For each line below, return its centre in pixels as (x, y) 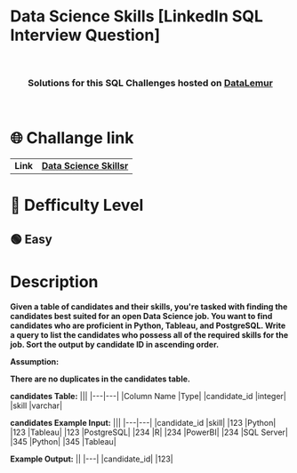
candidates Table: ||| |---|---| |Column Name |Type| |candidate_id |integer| (148, 396)
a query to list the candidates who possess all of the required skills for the (149, 334)
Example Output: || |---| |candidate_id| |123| (92, 459)
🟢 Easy (31, 239)
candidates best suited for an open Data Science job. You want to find (141, 316)
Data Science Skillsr (85, 166)
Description (54, 281)
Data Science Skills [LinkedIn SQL (136, 16)
